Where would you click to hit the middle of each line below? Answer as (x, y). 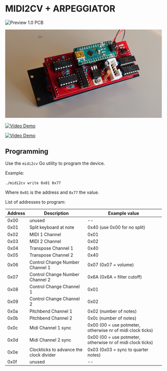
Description (56, 213)
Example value (124, 213)
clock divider (43, 355)
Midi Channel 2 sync (50, 340)
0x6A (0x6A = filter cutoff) (115, 277)
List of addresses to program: (35, 202)
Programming (27, 151)
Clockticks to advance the (56, 350)
